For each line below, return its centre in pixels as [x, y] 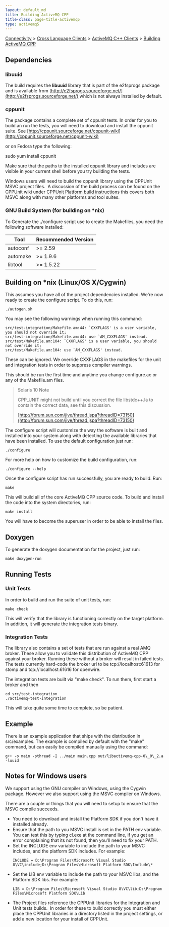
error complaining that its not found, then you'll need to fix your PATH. [85, 840]
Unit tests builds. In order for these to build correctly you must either [84, 908]
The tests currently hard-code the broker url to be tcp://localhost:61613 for [83, 664]
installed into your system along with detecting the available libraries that [81, 436]
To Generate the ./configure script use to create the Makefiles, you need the [84, 222]
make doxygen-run [23, 559]
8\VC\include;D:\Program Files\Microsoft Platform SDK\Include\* [82, 865]
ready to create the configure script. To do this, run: [59, 300]
